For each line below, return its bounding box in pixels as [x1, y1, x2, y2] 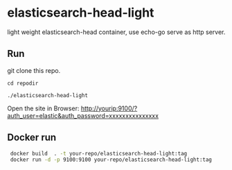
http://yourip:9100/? [80, 104, 138, 112]
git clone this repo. [7, 66, 61, 74]
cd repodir [7, 80, 39, 87]
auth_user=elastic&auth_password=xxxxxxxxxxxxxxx [7, 111, 159, 119]
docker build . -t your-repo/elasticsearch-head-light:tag [10, 150, 188, 157]
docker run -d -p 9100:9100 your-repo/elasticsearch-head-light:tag [10, 156, 213, 164]
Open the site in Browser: [7, 104, 80, 112]
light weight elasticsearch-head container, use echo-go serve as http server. [7, 28, 226, 36]
